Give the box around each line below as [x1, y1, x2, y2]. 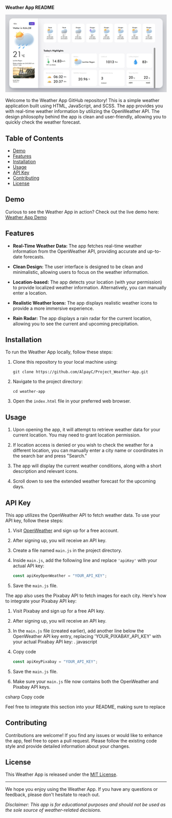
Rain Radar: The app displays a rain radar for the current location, [12, 315, 152, 321]
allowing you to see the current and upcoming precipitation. [12, 321, 139, 327]
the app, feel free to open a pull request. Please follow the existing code [5, 737, 157, 744]
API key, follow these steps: [5, 517, 63, 524]
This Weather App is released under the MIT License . [5, 771, 118, 777]
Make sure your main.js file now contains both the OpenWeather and [12, 678, 159, 684]
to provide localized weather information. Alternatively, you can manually [12, 284, 167, 290]
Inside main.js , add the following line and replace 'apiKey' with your [12, 557, 158, 564]
